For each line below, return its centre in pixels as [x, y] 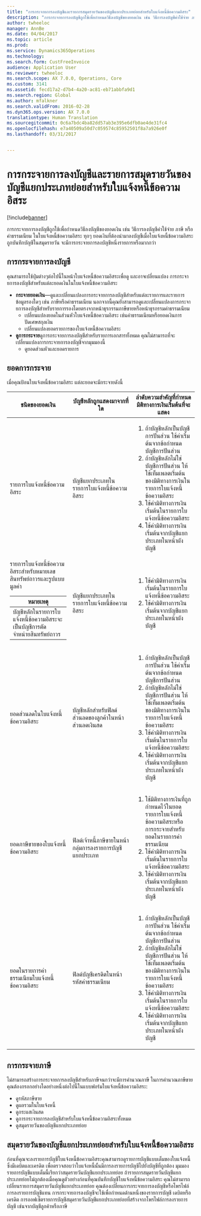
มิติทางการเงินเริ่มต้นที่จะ [163, 405]
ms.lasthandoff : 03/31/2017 [42, 134]
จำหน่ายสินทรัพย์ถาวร [37, 634]
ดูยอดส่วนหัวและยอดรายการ [52, 348]
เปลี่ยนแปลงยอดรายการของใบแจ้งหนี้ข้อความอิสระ [72, 328]
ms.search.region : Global [39, 95]
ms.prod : [18, 46]
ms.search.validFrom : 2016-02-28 [48, 106]
